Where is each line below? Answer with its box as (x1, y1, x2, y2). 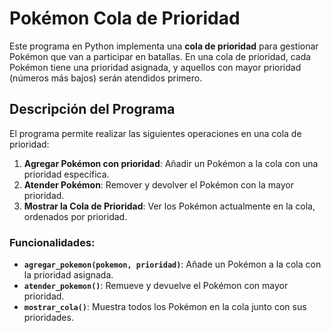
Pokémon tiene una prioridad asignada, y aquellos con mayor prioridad (9, 61, 302, 73)
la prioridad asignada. (23, 269, 114, 281)
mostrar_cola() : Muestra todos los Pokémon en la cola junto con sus (23, 301, 307, 313)
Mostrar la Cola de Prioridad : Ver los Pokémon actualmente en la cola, (23, 200, 316, 212)
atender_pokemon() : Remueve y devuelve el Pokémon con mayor (23, 280, 289, 292)
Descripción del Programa (9, 101, 176, 118)
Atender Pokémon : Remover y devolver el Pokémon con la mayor (23, 178, 294, 191)
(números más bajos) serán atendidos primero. (9, 72, 203, 84)
